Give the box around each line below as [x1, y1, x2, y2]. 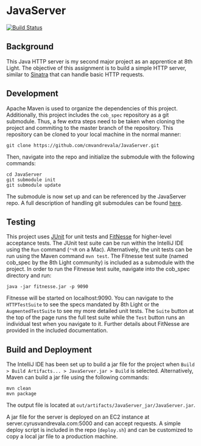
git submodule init [6, 176, 56, 183]
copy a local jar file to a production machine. [6, 433, 118, 440]
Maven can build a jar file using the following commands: [6, 373, 149, 381]
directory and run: [6, 272, 52, 279]
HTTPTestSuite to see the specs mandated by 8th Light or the [6, 301, 160, 308]
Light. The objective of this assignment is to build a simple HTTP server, [6, 64, 187, 71]
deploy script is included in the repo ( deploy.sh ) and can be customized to [6, 426, 193, 434]
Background [6, 41, 54, 52]
